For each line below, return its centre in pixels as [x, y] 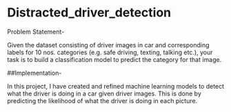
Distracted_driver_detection [89, 13]
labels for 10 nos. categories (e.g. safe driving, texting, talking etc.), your [110, 52]
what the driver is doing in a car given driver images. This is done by [104, 93]
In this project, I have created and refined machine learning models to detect [116, 86]
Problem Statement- [36, 32]
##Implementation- [34, 73]
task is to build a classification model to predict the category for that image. [114, 59]
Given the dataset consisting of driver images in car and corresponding [108, 45]
